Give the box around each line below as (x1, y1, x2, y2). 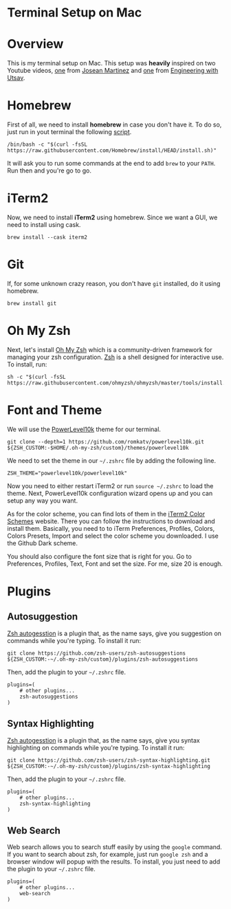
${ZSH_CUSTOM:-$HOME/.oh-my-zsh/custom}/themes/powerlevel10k (7, 444, 189, 451)
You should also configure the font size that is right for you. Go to (7, 552, 192, 560)
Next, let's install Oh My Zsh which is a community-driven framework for (7, 345, 212, 353)
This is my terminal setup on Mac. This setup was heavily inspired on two (7, 59, 216, 67)
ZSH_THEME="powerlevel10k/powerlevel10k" (7, 470, 128, 477)
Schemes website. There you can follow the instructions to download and (7, 517, 215, 525)
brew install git (7, 300, 57, 307)
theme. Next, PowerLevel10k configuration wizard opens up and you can (7, 489, 213, 497)
